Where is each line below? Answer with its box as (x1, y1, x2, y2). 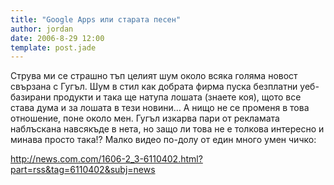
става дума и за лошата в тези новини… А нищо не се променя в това (10, 102, 310, 114)
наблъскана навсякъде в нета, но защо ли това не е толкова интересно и (10, 123, 325, 135)
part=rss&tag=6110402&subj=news (10, 164, 156, 176)
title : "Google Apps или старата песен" (10, 14, 182, 25)
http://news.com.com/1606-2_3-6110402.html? (10, 153, 203, 165)
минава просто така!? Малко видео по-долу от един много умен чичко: (10, 134, 317, 146)
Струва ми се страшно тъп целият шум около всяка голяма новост (10, 70, 298, 82)
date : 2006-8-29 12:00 (10, 33, 105, 43)
